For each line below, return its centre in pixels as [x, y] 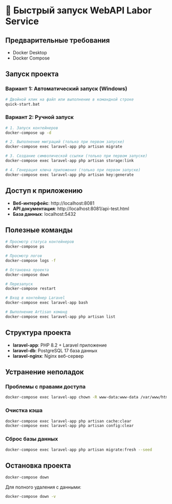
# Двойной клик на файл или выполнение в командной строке [70, 99]
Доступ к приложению [44, 191]
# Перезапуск [19, 284]
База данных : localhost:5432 [44, 214]
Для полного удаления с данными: [44, 487]
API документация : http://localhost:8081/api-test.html [71, 208]
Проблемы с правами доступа [46, 387]
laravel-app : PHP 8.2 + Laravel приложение [60, 345]
